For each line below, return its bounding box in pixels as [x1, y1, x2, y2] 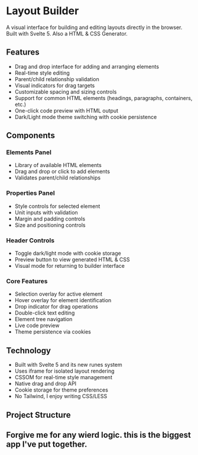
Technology [6, 345, 51, 355]
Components [6, 130, 55, 140]
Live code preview [14, 322, 60, 329]
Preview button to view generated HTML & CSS [14, 256, 130, 263]
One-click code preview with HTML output [14, 107, 119, 114]
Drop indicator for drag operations [14, 303, 99, 310]
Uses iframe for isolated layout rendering [14, 367, 115, 374]
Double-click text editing [14, 309, 75, 316]
